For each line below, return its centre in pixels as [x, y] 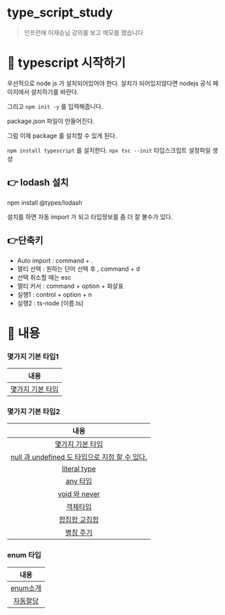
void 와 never [79, 494]
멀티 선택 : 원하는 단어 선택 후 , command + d [79, 269]
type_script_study [60, 13]
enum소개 [26, 588]
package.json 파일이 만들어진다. [51, 121]
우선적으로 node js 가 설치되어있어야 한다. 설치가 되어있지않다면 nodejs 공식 [109, 83]
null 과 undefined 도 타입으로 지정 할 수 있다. [79, 457]
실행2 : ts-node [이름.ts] [50, 303]
